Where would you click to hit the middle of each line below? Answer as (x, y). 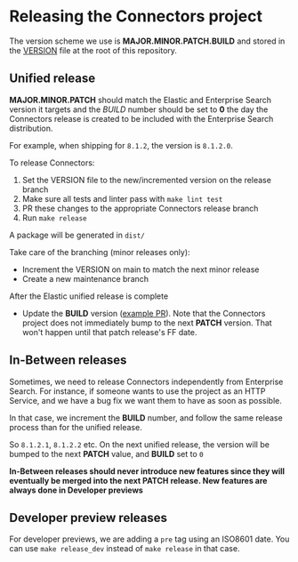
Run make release (54, 217)
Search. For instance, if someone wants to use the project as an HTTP (137, 391)
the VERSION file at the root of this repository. (93, 50)
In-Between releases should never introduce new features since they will (147, 471)
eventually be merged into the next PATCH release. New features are (138, 480)
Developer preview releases (88, 518)
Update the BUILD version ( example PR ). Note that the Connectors (144, 313)
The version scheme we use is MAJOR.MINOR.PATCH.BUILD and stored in (147, 41)
